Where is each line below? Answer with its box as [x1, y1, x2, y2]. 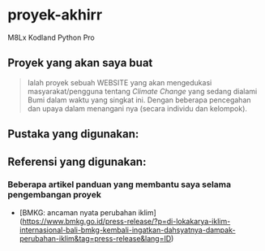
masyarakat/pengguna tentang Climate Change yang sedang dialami [27, 86, 258, 96]
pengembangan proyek [7, 189, 102, 201]
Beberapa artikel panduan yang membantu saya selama [7, 179, 232, 190]
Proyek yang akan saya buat [7, 56, 153, 70]
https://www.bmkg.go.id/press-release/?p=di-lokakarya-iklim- [22, 216, 231, 226]
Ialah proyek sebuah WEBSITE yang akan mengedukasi [27, 77, 212, 87]
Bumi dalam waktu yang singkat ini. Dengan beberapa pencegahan [27, 95, 252, 105]
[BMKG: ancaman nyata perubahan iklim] [19, 207, 157, 217]
